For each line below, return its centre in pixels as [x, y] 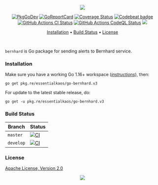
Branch [16, 127]
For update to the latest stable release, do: [48, 93]
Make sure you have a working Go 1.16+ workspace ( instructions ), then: [77, 75]
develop [16, 143]
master [15, 135]
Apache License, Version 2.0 [34, 168]
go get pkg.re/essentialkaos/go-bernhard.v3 [51, 83]
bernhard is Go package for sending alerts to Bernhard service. [69, 51]
